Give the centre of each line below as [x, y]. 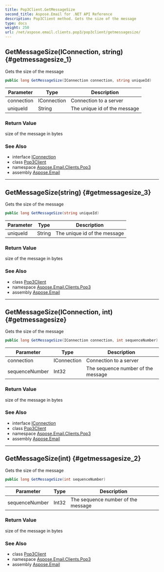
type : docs [16, 23]
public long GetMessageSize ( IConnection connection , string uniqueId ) [78, 80]
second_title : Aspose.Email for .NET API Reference [59, 14]
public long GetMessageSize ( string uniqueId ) [52, 213]
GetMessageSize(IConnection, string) [64, 52]
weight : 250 [17, 28]
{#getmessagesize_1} [39, 60]
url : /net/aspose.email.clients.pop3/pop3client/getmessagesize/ [73, 32]
